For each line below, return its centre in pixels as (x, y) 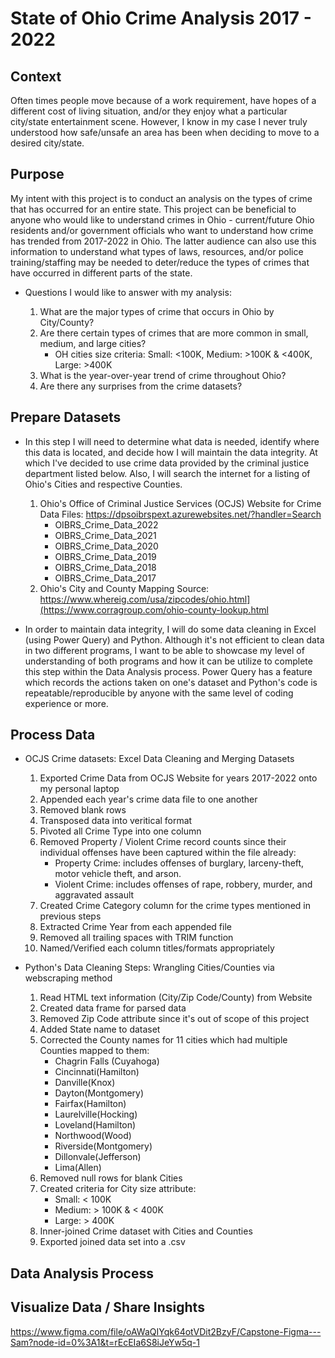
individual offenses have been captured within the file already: (168, 853)
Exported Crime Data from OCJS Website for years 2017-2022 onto (178, 778)
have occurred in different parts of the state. (101, 273)
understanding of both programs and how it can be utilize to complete (168, 661)
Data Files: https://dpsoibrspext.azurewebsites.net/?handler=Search (180, 514)
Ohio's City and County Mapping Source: (124, 588)
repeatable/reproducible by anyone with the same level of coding (159, 693)
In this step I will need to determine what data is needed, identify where (172, 441)
